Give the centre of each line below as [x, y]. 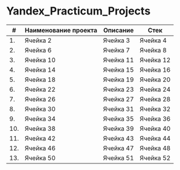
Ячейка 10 [40, 60]
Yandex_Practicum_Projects [79, 11]
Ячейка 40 [155, 128]
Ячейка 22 [40, 89]
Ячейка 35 [118, 119]
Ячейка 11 [118, 60]
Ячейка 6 [38, 50]
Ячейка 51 [118, 158]
